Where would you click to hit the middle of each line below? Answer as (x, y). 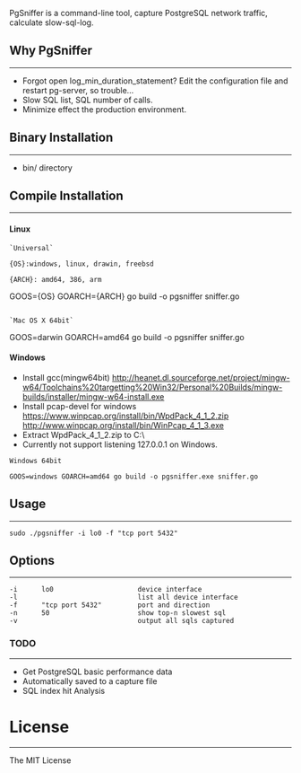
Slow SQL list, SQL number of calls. (87, 100)
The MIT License (40, 760)
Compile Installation (66, 196)
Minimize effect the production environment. (104, 109)
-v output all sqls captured (122, 621)
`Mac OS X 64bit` (42, 321)
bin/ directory (47, 167)
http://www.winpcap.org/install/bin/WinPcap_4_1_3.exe (123, 425)
